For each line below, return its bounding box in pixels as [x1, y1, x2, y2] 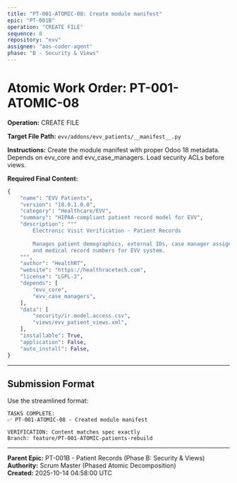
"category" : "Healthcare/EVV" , [20, 207, 112, 215]
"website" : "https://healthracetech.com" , [20, 267, 147, 274]
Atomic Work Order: [7, 80, 127, 96]
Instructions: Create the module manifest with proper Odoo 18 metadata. [7, 145, 220, 154]
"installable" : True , [20, 332, 83, 339]
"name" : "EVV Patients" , [20, 195, 93, 202]
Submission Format [7, 378, 95, 390]
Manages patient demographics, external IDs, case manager [32, 240, 210, 247]
